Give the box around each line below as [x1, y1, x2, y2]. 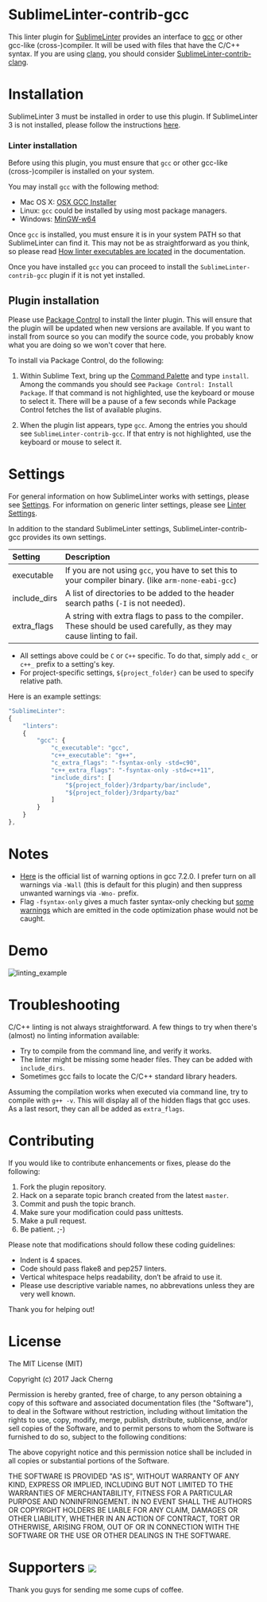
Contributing [8, 1131, 95, 1150]
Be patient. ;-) [19, 1224, 66, 1234]
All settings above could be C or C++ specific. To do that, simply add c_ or [19, 651, 258, 660]
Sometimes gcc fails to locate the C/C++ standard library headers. [19, 1071, 238, 1081]
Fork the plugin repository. [19, 1181, 106, 1192]
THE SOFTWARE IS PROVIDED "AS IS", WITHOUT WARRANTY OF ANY [8, 1471, 240, 1481]
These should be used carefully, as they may [64, 620, 232, 631]
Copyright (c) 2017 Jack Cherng [8, 1374, 114, 1384]
